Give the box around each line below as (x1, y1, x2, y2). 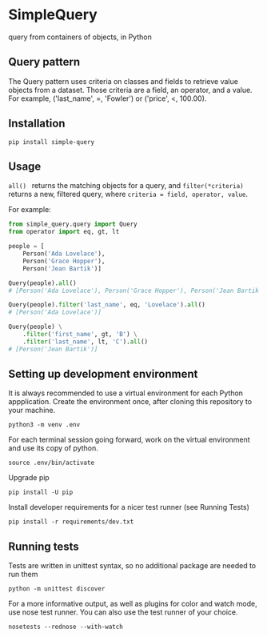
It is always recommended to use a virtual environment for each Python (8, 388, 244, 398)
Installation (8, 117, 66, 130)
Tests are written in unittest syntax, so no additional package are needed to (8, 561, 257, 571)
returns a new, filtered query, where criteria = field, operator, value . (8, 190, 249, 199)
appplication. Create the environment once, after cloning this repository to (8, 397, 253, 407)
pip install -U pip (8, 488, 74, 497)
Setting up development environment (8, 367, 198, 381)
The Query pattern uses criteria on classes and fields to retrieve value (8, 76, 238, 86)
